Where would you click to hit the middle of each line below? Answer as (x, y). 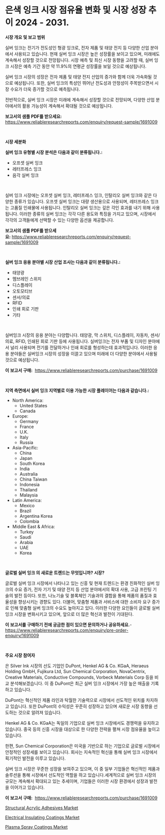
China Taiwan (33, 479)
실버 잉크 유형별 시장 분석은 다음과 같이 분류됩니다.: (54, 152)
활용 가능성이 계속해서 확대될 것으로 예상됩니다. (67, 106)
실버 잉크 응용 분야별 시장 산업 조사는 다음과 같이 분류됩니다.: (63, 262)
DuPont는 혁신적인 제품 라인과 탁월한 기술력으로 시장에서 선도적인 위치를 (75, 700)
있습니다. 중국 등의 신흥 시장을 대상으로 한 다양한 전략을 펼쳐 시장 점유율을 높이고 (82, 729)
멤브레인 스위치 (27, 279)
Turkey (27, 532)
